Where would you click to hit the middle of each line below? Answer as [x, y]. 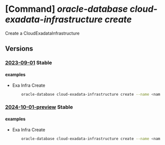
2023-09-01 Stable [29, 63]
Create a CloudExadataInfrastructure [42, 33]
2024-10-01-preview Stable [39, 107]
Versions [19, 49]
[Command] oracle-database [66, 9]
